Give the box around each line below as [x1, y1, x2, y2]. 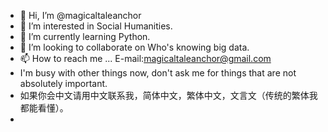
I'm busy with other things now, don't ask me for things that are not [19, 67, 297, 79]
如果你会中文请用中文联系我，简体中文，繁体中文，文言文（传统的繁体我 [19, 90, 318, 101]
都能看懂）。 [19, 102, 69, 114]
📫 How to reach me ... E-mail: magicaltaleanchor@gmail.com [19, 53, 272, 64]
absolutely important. [19, 78, 108, 89]
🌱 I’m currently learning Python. [19, 31, 151, 42]
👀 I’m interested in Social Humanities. [19, 20, 173, 32]
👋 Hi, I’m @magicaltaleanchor [19, 10, 142, 21]
